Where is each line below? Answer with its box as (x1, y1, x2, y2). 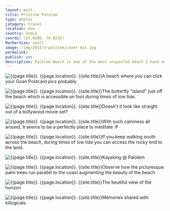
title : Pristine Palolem (5, 12, 58, 17)
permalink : (5, 50, 28, 55)
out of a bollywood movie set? (5, 109, 68, 115)
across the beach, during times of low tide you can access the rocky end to (5, 139, 163, 145)
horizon (5, 185, 21, 191)
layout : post (5, 7, 33, 13)
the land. (5, 145, 24, 151)
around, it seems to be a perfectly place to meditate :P (5, 124, 118, 130)
